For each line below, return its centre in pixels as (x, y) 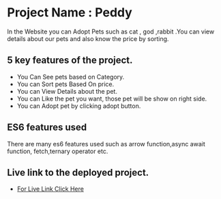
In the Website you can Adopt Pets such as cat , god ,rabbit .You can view (111, 31)
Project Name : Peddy (70, 13)
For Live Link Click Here (50, 189)
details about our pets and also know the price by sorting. (88, 38)
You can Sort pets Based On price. (65, 84)
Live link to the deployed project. (78, 172)
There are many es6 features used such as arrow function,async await (106, 144)
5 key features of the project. (70, 61)
